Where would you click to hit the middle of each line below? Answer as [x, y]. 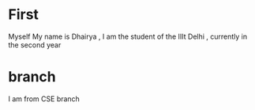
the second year [35, 44]
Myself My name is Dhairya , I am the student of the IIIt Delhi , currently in [128, 36]
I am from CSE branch [44, 99]
